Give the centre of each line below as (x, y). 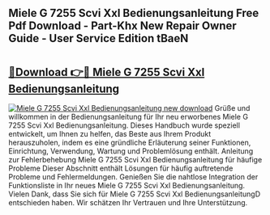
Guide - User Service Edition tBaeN (99, 38)
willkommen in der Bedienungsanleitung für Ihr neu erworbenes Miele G (129, 117)
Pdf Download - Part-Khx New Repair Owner (122, 26)
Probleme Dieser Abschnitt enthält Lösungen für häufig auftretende (121, 168)
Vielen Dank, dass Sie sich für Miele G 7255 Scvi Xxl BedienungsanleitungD (135, 194)
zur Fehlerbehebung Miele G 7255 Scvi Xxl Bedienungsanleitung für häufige (135, 160)
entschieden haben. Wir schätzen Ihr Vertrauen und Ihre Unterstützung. (128, 202)
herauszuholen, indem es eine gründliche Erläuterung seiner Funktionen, (130, 142)
